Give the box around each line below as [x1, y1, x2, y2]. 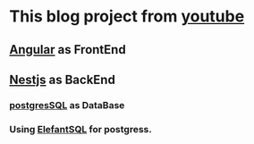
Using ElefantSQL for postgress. [9, 123, 152, 135]
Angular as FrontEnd [9, 42, 127, 57]
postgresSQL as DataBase [9, 98, 125, 111]
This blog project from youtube [9, 6, 245, 27]
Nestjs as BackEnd [9, 72, 116, 87]
